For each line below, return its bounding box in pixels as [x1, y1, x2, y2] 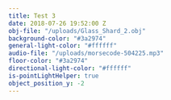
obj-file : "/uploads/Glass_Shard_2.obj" [8, 27, 147, 35]
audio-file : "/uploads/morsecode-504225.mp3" [8, 49, 164, 57]
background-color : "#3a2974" [8, 34, 106, 43]
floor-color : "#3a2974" [8, 57, 89, 65]
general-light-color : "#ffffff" [8, 42, 117, 50]
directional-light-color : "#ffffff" [8, 65, 131, 73]
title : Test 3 [8, 11, 56, 20]
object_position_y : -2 [8, 79, 85, 87]
